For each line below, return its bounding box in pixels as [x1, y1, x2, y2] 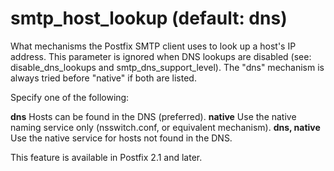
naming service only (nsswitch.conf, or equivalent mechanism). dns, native [10, 121, 321, 133]
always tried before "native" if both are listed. [10, 72, 197, 84]
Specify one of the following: [10, 91, 130, 103]
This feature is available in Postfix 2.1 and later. [10, 151, 203, 163]
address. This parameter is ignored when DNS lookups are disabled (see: [10, 50, 312, 62]
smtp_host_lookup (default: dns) [10, 7, 288, 30]
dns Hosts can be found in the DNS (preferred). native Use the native [10, 110, 297, 122]
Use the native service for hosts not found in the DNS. [10, 132, 233, 144]
